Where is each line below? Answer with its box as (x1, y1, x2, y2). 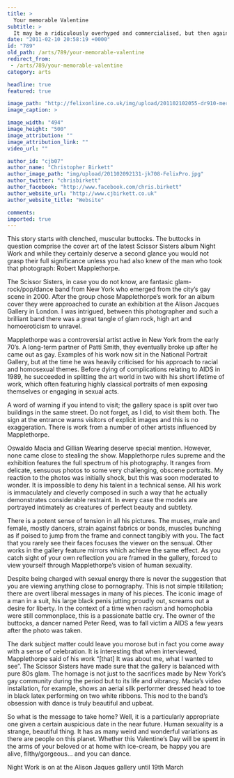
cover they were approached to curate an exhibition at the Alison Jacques (7, 300, 219, 309)
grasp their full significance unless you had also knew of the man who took (7, 257, 223, 265)
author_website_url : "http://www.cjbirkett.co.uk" (7, 189, 157, 197)
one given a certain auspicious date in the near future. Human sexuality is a (7, 720, 224, 729)
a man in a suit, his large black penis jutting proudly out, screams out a (7, 597, 210, 605)
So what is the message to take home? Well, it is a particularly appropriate (7, 713, 219, 721)
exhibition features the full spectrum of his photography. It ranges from (7, 459, 211, 467)
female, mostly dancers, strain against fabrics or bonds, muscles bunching (7, 524, 221, 533)
